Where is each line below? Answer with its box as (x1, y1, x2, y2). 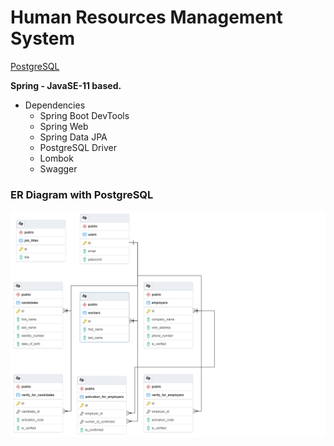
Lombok (39, 152, 74, 164)
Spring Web (39, 120, 89, 132)
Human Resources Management (10, 6, 283, 29)
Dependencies (24, 99, 86, 111)
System (10, 27, 76, 50)
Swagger (39, 162, 78, 175)
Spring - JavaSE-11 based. (10, 79, 122, 91)
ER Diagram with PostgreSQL (10, 187, 154, 201)
